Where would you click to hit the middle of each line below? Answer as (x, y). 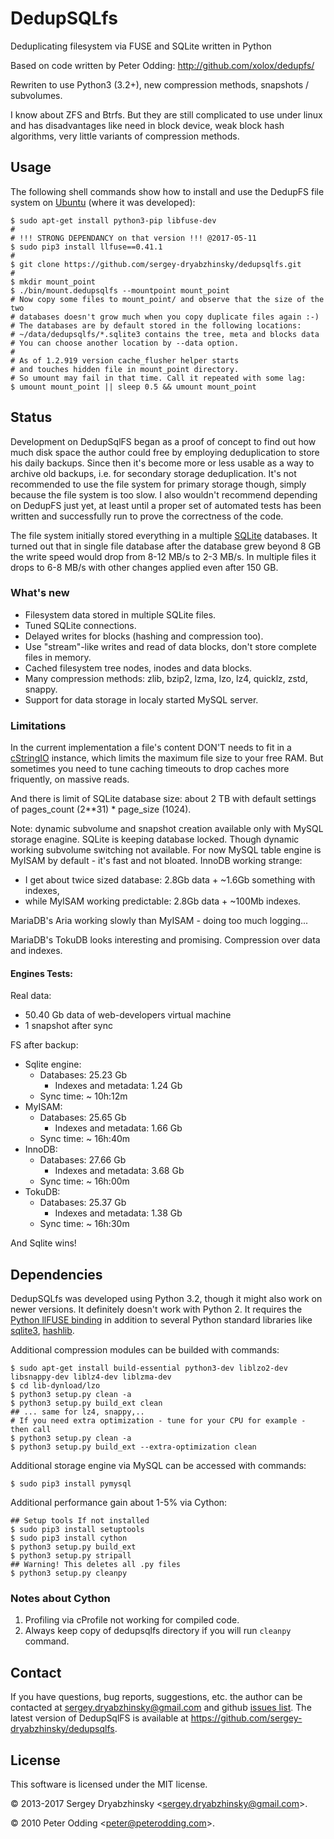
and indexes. (36, 951)
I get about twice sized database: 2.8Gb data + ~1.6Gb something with (170, 880)
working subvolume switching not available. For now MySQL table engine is (166, 850)
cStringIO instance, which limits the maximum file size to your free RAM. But (167, 758)
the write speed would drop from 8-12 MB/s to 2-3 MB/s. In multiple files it (163, 556)
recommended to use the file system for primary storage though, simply (158, 484)
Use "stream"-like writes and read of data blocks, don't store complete (170, 646)
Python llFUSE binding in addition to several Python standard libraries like (161, 1320)
